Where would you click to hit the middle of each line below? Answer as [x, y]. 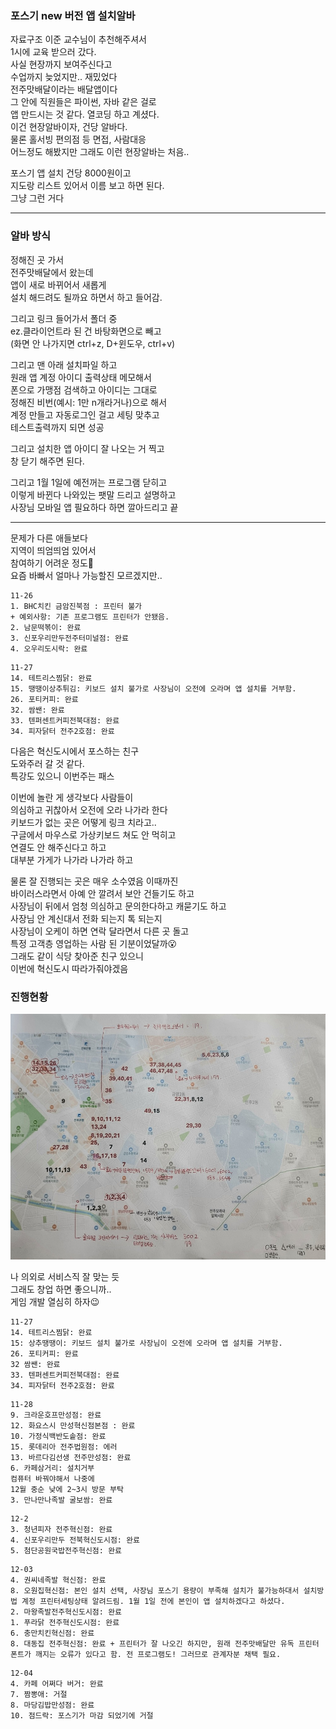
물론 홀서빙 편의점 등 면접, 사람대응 [78, 139]
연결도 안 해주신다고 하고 [58, 847]
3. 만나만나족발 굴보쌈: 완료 [61, 1500]
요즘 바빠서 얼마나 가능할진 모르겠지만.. [86, 575]
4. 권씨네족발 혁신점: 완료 [58, 1580]
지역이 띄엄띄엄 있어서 [53, 550]
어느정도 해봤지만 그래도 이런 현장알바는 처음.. [100, 152]
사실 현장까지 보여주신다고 [61, 64]
